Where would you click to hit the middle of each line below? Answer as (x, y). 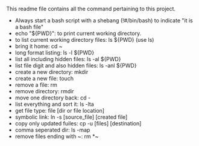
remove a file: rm (36, 85)
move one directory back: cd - (53, 98)
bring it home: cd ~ (39, 46)
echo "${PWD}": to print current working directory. (78, 33)
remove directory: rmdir (44, 91)
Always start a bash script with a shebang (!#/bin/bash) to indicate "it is (104, 20)
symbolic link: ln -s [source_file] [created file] (71, 117)
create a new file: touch (44, 78)
